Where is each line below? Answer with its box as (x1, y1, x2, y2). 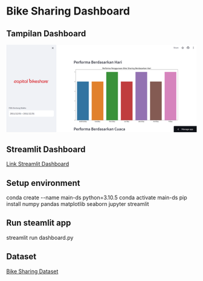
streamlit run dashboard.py (6, 234, 74, 241)
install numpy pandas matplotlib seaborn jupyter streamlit (6, 200, 149, 207)
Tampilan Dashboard (6, 28, 86, 39)
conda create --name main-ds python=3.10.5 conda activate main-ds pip (6, 194, 187, 201)
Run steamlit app (6, 218, 71, 228)
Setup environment (6, 177, 80, 188)
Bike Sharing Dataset (6, 268, 59, 275)
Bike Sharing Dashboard (6, 4, 130, 18)
